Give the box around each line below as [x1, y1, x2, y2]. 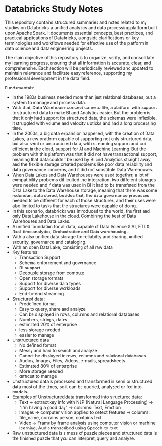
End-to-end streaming [19, 290, 64, 296]
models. [12, 389, 29, 394]
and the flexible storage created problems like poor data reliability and [12, 161, 152, 167]
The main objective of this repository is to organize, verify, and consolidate [5, 54, 155, 60]
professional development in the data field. [5, 75, 91, 81]
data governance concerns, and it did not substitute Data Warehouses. [12, 166, 154, 172]
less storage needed [19, 327, 61, 333]
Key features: [12, 249, 39, 255]
